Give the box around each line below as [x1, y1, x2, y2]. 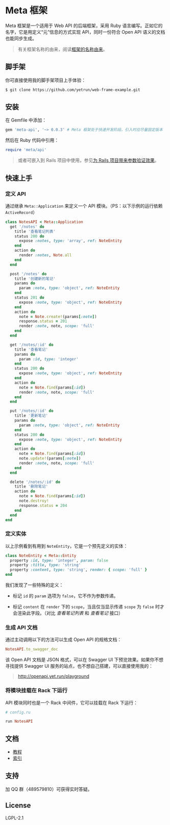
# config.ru [5, 710, 31, 715]
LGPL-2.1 [5, 815, 24, 821]
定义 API [5, 190, 26, 197]
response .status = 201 [18, 319, 67, 324]
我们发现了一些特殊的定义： [5, 582, 64, 588]
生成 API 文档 [5, 624, 38, 631]
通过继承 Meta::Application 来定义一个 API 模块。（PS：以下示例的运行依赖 [5, 203, 163, 209]
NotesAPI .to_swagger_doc [5, 647, 58, 652]
